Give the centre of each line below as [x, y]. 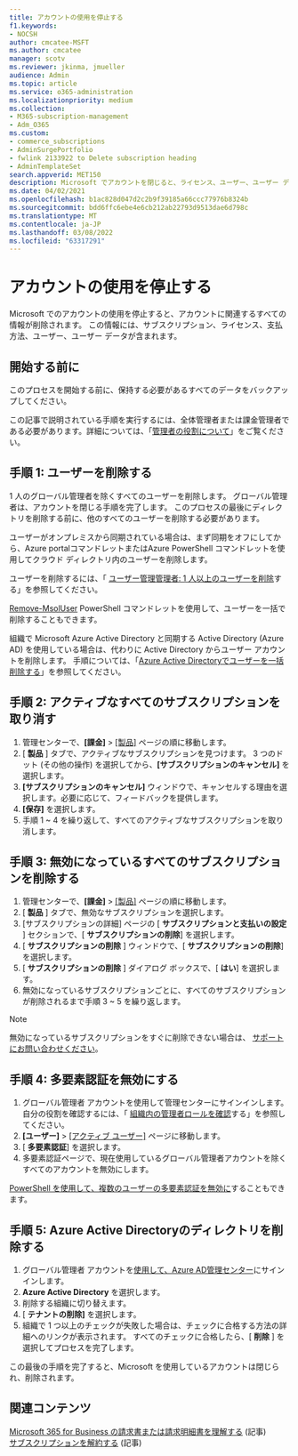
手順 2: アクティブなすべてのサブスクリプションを [145, 702]
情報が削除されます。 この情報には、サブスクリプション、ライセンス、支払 [146, 325]
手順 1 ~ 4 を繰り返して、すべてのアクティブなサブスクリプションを [145, 820]
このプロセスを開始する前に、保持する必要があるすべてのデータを [130, 390]
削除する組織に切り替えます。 [77, 1303]
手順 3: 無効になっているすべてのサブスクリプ [134, 862]
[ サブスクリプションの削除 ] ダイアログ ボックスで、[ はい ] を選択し [147, 968]
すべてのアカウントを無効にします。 [88, 1170]
